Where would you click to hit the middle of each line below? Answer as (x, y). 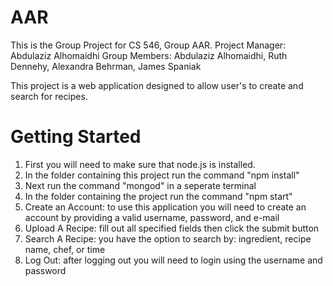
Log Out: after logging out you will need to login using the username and (173, 260)
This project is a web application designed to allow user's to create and (157, 85)
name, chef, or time (65, 249)
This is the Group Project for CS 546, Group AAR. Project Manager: (148, 45)
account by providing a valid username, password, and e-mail (152, 217)
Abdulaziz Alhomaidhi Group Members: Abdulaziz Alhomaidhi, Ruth (149, 55)
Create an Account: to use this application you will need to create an (165, 207)
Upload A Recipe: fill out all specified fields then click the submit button (172, 228)
